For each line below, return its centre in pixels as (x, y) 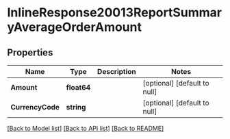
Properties (30, 52)
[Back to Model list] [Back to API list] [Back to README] (86, 128)
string (76, 107)
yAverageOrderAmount (75, 27)
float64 (78, 87)
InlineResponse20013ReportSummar (115, 13)
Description (117, 72)
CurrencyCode (35, 107)
